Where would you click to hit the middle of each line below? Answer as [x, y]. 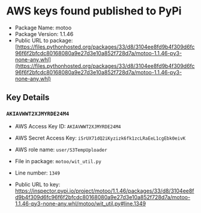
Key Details [28, 97]
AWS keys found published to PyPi [94, 11]
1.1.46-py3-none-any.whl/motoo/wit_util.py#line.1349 [80, 203]
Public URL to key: [37, 184]
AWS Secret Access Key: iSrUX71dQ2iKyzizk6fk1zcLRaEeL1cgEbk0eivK [100, 138]
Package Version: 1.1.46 [44, 34]
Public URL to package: [44, 40]
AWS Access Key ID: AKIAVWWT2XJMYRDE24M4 [68, 126]
